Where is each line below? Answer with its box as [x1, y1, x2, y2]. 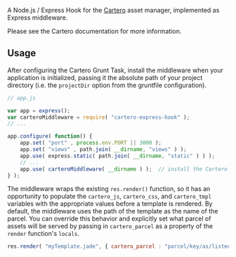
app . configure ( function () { [7, 133, 93, 140]
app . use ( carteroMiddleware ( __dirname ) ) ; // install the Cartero [20, 165, 228, 173]
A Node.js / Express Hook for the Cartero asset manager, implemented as [7, 6, 220, 14]
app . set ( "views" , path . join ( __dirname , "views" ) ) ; [20, 146, 188, 153]
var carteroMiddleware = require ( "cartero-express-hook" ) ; [7, 114, 190, 121]
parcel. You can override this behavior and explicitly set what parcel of [7, 214, 211, 223]
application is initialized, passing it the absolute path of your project [7, 73, 203, 81]
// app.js [7, 94, 37, 101]
